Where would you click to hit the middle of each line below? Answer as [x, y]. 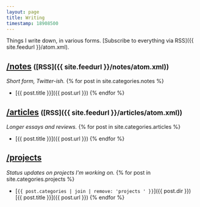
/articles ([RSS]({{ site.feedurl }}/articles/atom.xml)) [95, 112]
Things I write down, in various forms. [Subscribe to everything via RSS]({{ [100, 41]
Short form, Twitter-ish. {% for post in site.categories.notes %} [85, 81]
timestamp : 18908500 [33, 23]
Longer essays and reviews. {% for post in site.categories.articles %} [94, 127]
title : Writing [26, 18]
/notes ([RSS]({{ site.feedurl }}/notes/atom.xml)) [88, 66]
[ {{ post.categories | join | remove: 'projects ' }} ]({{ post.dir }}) [103, 191]
